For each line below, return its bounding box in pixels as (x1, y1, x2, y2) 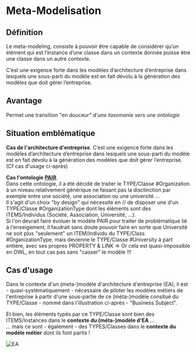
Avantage (6, 96, 42, 106)
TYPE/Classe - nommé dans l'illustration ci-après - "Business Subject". (6, 299, 177, 306)
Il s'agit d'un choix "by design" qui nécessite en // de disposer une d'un (6, 199, 178, 206)
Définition (6, 27, 43, 37)
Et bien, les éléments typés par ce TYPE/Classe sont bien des (6, 311, 155, 318)
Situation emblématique (6, 129, 95, 139)
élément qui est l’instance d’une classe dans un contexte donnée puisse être (6, 49, 191, 56)
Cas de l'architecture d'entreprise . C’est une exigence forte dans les (6, 144, 174, 151)
